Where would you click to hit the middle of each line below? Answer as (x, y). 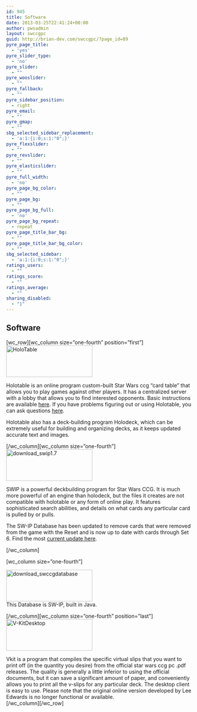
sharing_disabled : (29, 298)
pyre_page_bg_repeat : (33, 221)
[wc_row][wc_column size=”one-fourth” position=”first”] (75, 342)
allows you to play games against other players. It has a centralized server (96, 392)
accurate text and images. (38, 434)
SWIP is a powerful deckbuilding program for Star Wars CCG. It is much (93, 489)
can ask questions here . (35, 411)
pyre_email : (21, 111)
